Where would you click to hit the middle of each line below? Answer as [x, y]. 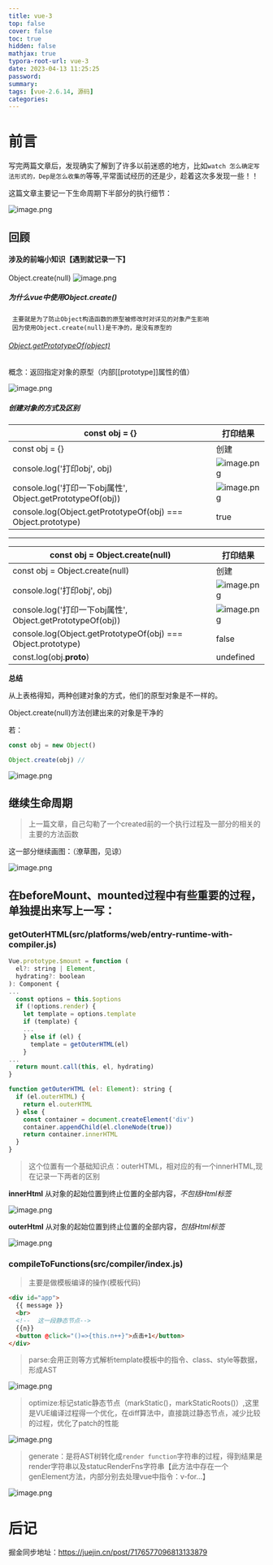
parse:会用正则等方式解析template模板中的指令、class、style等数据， [145, 1360]
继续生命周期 [41, 803]
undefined [236, 657]
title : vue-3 [30, 16]
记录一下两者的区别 [67, 1177]
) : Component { [34, 984]
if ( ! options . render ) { [56, 1007]
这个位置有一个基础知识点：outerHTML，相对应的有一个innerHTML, [142, 1166]
